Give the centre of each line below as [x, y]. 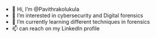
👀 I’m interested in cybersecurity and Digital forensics [77, 15]
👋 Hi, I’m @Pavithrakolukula [46, 9]
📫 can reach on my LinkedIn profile [56, 28]
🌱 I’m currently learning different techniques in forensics [81, 22]
